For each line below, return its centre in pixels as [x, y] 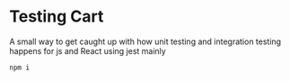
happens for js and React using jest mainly [88, 50]
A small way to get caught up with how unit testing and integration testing [145, 41]
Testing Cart [57, 17]
